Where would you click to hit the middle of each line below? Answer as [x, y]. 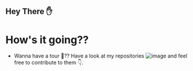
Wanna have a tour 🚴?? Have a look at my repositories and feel [101, 56]
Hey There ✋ [29, 11]
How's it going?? [47, 40]
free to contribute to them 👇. [48, 63]
